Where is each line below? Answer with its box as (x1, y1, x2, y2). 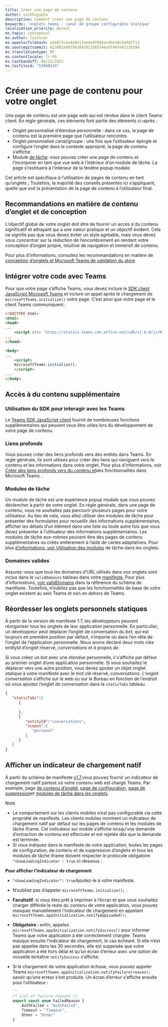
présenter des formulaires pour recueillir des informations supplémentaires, (5, 518, 161, 524)
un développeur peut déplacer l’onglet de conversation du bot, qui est (5, 629, 149, 635)
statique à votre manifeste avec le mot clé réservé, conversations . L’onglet (5, 671, 158, 677)
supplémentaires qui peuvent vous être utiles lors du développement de (5, 422, 153, 428)
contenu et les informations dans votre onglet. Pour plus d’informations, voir (5, 462, 162, 468)
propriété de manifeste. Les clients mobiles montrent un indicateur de (12, 815, 156, 821)
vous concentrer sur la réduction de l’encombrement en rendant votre (5, 237, 149, 243)
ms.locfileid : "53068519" (5, 63, 59, 68)
